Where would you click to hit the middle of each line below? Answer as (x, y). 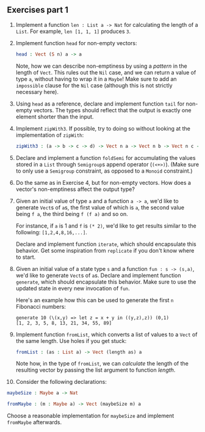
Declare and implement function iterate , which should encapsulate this (106, 244)
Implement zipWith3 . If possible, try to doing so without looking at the (103, 128)
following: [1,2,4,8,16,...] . (52, 232)
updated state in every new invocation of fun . (73, 288)
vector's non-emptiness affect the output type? (75, 189)
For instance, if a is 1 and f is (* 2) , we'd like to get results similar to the (106, 226)
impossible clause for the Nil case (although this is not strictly (94, 85)
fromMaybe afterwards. (34, 422)
